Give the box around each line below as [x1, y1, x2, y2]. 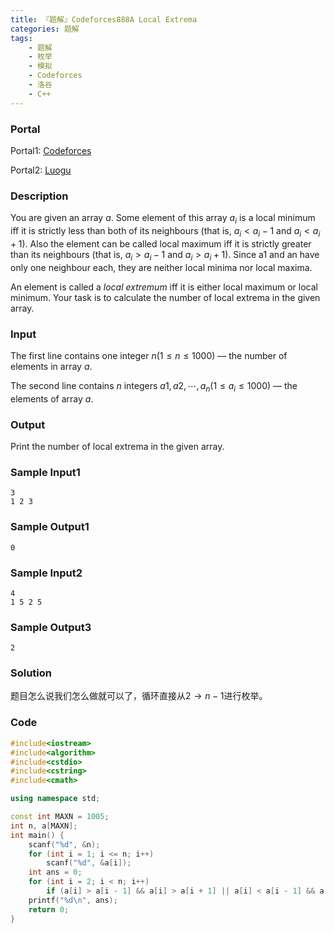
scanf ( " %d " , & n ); [28, 839, 101, 850]
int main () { [10, 830, 65, 840]
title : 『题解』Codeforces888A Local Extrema [10, 14, 198, 25]
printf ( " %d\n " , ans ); [28, 895, 118, 905]
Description [10, 189, 69, 203]
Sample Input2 [10, 566, 83, 580]
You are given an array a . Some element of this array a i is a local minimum [10, 212, 316, 226]
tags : [10, 33, 33, 43]
